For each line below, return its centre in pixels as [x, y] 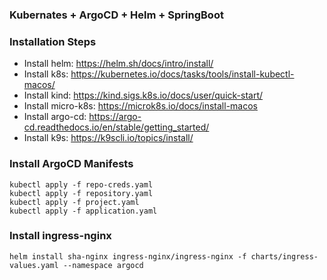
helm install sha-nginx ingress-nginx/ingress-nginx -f [128, 256]
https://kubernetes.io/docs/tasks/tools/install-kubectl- [182, 74]
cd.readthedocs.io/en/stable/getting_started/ [116, 127]
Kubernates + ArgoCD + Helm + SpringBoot [116, 15]
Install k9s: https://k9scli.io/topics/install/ [108, 138]
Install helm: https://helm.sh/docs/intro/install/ [118, 64]
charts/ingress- [284, 256]
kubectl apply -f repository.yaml [81, 193]
